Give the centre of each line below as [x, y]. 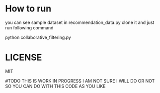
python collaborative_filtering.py [38, 37]
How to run [28, 9]
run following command [29, 27]
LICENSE [24, 57]
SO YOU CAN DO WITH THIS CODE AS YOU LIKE [55, 86]
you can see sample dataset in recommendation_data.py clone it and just [80, 22]
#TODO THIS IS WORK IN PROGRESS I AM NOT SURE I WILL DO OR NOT [80, 81]
